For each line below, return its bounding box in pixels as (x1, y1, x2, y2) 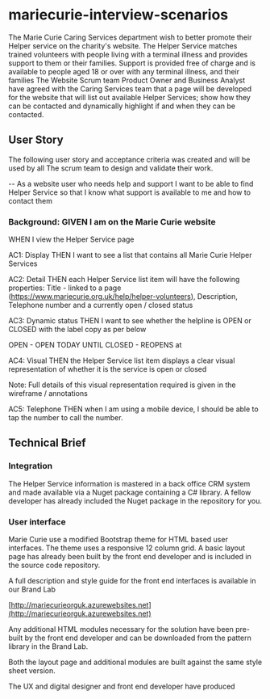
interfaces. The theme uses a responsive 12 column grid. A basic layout (8, 543, 246, 553)
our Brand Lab (8, 584, 56, 595)
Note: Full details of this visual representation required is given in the (8, 380, 236, 390)
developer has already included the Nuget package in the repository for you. (8, 495, 263, 506)
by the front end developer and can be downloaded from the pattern (24, 633, 251, 643)
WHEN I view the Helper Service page (8, 234, 135, 244)
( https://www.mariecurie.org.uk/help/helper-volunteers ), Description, (8, 292, 238, 301)
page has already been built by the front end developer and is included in (8, 552, 252, 562)
